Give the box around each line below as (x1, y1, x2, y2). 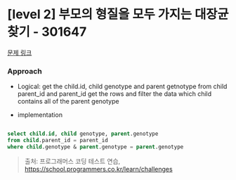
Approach (7, 66, 42, 76)
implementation (17, 111, 63, 119)
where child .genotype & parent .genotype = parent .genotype (7, 143, 184, 151)
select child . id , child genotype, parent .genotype (7, 130, 159, 137)
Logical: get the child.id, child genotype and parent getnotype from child (17, 82, 228, 91)
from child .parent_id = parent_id (7, 137, 109, 144)
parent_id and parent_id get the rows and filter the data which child (17, 90, 212, 98)
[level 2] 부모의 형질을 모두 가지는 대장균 (7, 6, 229, 22)
